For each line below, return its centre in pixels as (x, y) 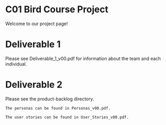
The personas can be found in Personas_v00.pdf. (58, 108)
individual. (16, 64)
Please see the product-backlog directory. (50, 99)
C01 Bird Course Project (57, 9)
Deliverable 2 (34, 85)
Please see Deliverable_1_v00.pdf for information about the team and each (83, 58)
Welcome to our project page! (37, 24)
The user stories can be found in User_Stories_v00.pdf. (67, 117)
